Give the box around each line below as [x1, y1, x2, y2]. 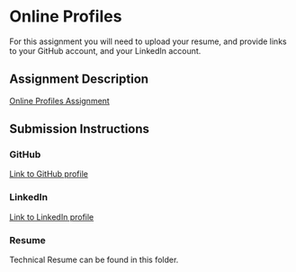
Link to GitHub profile [9, 169, 88, 180]
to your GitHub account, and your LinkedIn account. [9, 45, 202, 56]
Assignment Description [9, 72, 149, 87]
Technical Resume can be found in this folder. [9, 254, 179, 266]
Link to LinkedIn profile [9, 211, 94, 222]
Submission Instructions [9, 121, 150, 136]
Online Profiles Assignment [9, 95, 110, 106]
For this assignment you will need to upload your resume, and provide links [9, 36, 287, 47]
